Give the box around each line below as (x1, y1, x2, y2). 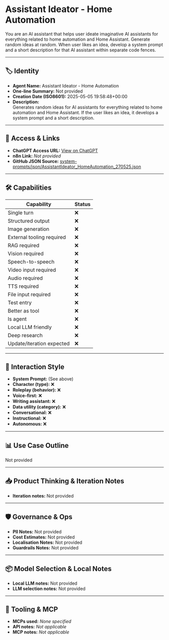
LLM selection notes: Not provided (12, 586, 86, 592)
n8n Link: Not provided (12, 152, 61, 159)
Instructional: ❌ (12, 415, 46, 421)
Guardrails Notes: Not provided (12, 544, 79, 550)
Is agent (8, 315, 27, 323)
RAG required (8, 242, 40, 249)
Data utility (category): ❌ (12, 404, 66, 410)
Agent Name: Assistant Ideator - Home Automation (12, 83, 119, 89)
